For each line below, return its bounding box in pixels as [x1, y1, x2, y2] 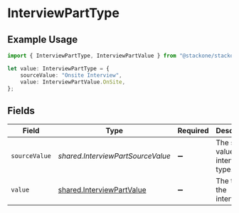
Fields [7, 105, 36, 117]
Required [177, 126, 209, 136]
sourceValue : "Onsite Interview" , [20, 71, 122, 79]
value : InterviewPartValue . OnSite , [20, 78, 126, 85]
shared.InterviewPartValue [58, 185, 147, 195]
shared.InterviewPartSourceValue [58, 151, 171, 161]
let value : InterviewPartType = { [7, 65, 110, 72]
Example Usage [7, 33, 78, 46]
